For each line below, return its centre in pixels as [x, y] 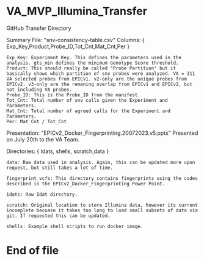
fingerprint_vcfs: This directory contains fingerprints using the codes [102, 178]
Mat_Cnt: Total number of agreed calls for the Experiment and [89, 111]
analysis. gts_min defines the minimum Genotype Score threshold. [93, 63]
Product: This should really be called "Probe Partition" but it [91, 68]
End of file [33, 251]
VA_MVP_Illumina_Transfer [77, 11]
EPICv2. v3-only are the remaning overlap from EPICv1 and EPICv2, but [99, 84]
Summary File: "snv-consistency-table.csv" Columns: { [75, 40]
